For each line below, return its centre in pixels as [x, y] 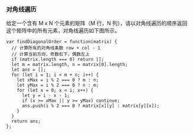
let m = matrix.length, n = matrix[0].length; [70, 65]
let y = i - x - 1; [45, 96]
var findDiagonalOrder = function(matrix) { [62, 42]
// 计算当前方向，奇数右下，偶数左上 [51, 54]
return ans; [26, 121]
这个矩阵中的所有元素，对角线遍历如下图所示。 [63, 31]
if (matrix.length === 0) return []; [58, 60]
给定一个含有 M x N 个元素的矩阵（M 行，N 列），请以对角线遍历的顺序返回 [97, 23]
